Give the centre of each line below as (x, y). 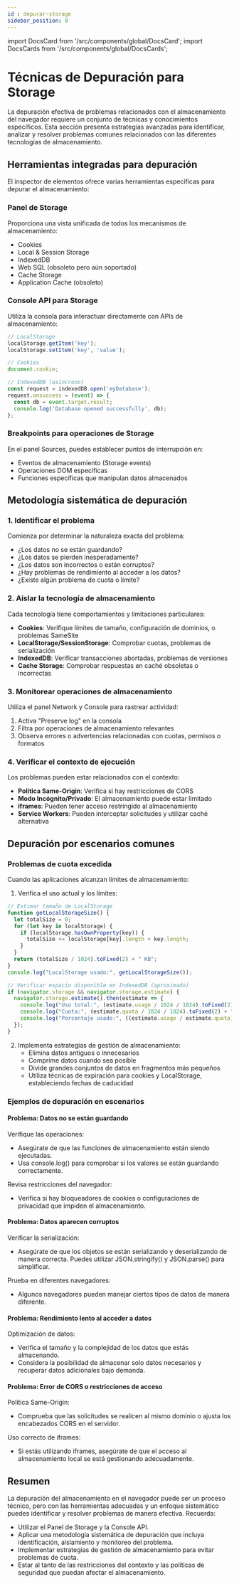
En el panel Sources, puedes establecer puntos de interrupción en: (105, 449)
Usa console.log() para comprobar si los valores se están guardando (118, 1163)
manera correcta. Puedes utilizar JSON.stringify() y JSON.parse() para (121, 1259)
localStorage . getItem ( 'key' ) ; (52, 343)
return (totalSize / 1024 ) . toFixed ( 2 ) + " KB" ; (86, 960)
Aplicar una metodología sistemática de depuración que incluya (111, 1535)
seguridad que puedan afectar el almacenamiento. (91, 1573)
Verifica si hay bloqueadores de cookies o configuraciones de (108, 1198)
